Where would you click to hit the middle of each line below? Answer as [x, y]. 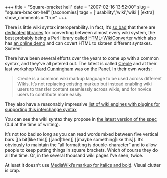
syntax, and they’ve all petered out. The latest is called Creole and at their [81, 64]
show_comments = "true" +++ [36, 18]
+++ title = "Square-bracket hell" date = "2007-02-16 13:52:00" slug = [78, 7]
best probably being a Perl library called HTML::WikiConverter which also [81, 38]
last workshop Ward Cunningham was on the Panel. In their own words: [79, 69]
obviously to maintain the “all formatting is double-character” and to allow [81, 145]
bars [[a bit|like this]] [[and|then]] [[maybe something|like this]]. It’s [74, 139]
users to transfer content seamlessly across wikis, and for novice [84, 89]
